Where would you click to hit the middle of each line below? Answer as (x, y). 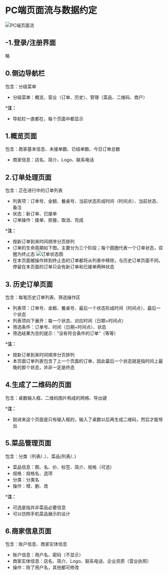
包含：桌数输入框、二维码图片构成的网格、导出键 (56, 398)
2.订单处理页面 (29, 177)
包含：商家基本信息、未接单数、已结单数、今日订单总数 (63, 149)
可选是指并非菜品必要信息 (39, 507)
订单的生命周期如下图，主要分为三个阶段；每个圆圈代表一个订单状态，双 (88, 248)
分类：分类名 (26, 480)
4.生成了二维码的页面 (38, 385)
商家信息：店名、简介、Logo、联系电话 (53, 160)
